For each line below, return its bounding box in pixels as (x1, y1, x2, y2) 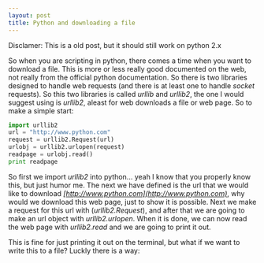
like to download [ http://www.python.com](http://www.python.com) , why (8, 188, 245, 198)
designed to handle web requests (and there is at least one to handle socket (8, 80, 255, 91)
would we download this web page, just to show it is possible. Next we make (8, 197, 257, 206)
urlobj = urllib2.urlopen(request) (8, 143, 125, 151)
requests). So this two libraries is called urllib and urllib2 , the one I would (8, 89, 244, 98)
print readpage (8, 157, 58, 165)
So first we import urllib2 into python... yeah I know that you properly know (8, 172, 251, 181)
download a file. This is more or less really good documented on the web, (8, 64, 247, 73)
